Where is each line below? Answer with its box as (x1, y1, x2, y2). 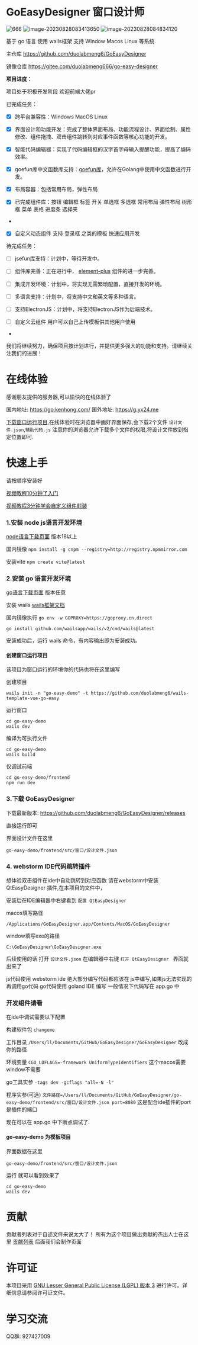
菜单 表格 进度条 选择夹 (21, 206, 78, 213)
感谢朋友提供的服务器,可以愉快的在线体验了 (6, 393, 112, 400)
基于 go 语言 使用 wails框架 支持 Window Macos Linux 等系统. (6, 37, 157, 44)
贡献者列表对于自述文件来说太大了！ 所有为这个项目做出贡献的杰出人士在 (6, 1231, 184, 1238)
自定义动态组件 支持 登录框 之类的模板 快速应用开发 (14, 230, 140, 237)
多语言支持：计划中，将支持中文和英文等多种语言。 (14, 293, 139, 300)
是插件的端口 (6, 1106, 37, 1113)
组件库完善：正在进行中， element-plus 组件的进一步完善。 (14, 268, 159, 275)
